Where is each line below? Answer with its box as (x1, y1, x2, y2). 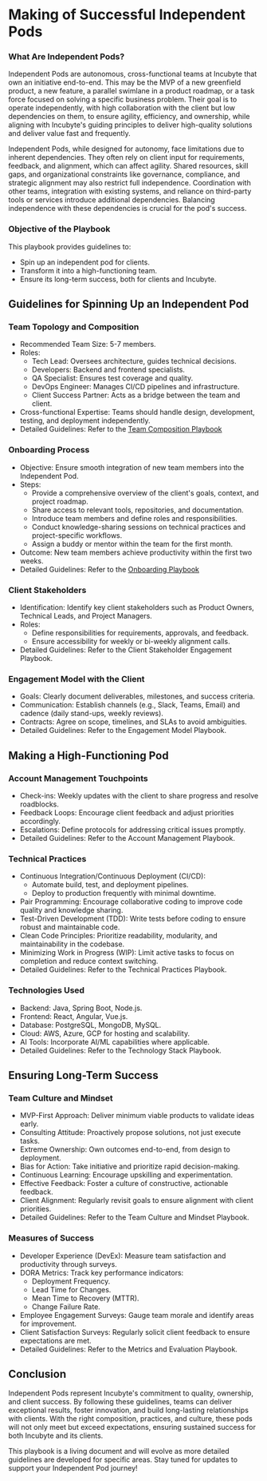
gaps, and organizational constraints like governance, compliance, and (8, 169, 241, 179)
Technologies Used (8, 985, 85, 996)
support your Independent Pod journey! (8, 1463, 138, 1473)
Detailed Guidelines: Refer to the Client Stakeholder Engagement (19, 645, 233, 655)
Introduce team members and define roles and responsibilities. (31, 513, 238, 523)
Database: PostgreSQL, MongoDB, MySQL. (19, 1020, 162, 1029)
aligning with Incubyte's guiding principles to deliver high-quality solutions (8, 120, 253, 129)
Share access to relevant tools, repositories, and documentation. (31, 505, 245, 515)
